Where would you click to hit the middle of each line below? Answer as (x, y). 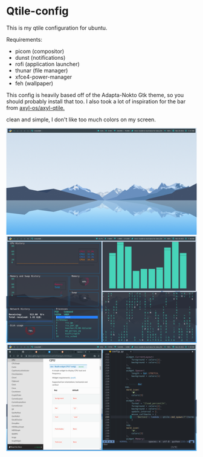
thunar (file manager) (41, 70)
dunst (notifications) (40, 57)
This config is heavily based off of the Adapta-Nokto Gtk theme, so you (95, 95)
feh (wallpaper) (34, 83)
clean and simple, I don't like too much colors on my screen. (81, 120)
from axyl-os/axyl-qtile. (36, 107)
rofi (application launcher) (47, 64)
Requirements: (24, 39)
